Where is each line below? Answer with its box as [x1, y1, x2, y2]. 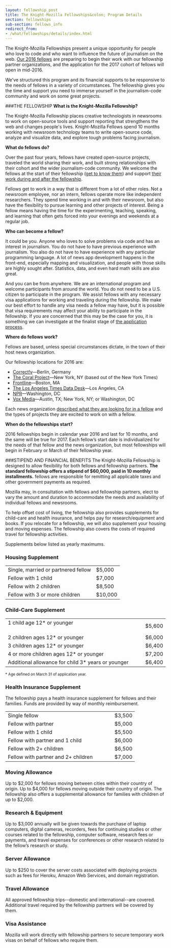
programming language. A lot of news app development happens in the [5, 255, 155, 260]
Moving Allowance [5, 768, 52, 776]
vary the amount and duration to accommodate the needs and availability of [5, 494, 164, 500]
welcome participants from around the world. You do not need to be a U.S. [5, 286, 161, 292]
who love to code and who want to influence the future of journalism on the [5, 51, 163, 57]
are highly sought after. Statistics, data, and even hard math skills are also [5, 265, 160, 271]
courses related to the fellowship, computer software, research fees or [5, 832, 154, 838]
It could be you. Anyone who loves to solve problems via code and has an [5, 238, 160, 244]
